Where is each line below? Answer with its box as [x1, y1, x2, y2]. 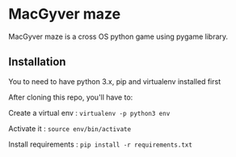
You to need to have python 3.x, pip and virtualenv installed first [8, 76, 221, 86]
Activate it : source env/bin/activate [8, 123, 132, 134]
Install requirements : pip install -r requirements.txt [8, 139, 192, 149]
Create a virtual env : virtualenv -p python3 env [8, 108, 171, 117]
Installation [8, 55, 66, 69]
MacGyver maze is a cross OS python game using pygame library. [8, 32, 229, 41]
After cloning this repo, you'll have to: [8, 92, 133, 102]
